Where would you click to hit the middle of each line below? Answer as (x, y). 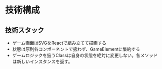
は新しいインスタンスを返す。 (42, 62)
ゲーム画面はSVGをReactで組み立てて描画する (59, 43)
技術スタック (25, 30)
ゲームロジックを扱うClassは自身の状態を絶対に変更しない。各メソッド (85, 55)
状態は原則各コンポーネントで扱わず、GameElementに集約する (76, 49)
